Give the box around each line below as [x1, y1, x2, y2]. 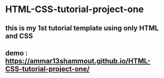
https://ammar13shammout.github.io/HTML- [5, 57, 151, 65]
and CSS [5, 31, 33, 40]
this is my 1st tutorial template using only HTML [5, 24, 159, 32]
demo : [5, 49, 28, 57]
